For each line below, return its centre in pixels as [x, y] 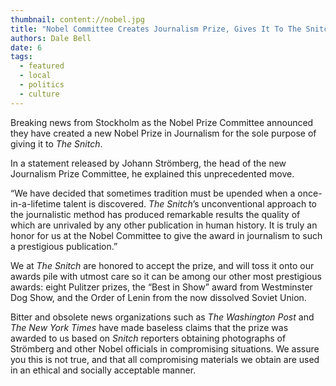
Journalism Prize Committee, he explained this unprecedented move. [152, 173]
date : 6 [26, 47]
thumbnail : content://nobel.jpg [77, 19]
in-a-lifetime [36, 203]
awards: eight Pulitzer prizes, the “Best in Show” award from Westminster [161, 287]
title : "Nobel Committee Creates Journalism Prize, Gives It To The [156, 29]
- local [35, 76]
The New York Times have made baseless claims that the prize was [149, 327]
